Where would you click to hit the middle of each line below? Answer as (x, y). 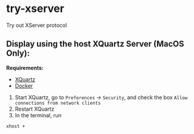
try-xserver (35, 9)
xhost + (16, 126)
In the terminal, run (38, 115)
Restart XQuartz (35, 109)
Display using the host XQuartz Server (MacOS (95, 44)
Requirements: (25, 68)
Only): (18, 54)
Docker (24, 86)
